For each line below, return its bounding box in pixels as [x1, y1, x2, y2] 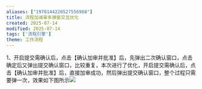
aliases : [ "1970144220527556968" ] [6, 8, 93, 15]
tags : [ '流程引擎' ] [6, 31, 52, 37]
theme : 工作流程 [6, 37, 43, 43]
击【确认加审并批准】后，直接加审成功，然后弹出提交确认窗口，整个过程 [6, 69, 185, 76]
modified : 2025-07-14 [6, 25, 61, 32]
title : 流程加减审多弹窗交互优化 [6, 14, 79, 20]
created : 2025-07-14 [6, 20, 58, 26]
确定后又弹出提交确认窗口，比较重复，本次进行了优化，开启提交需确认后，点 [6, 61, 196, 69]
